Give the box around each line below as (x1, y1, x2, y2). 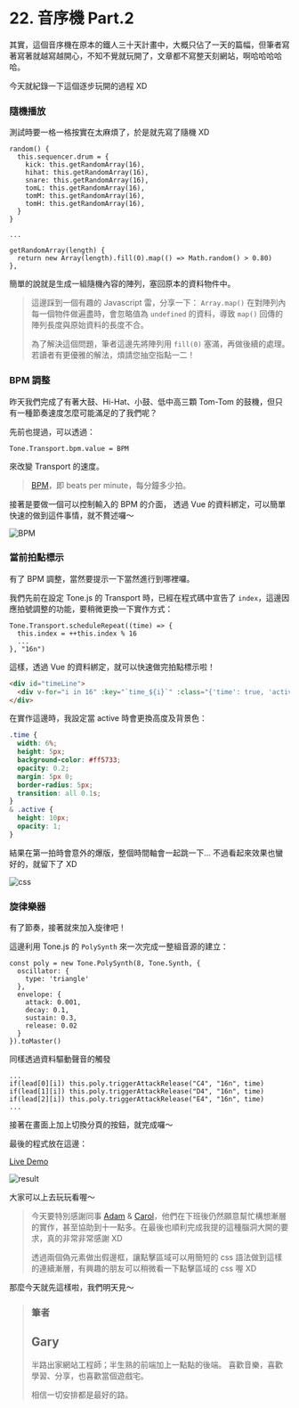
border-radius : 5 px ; (17, 781, 93, 790)
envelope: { (17, 990, 62, 999)
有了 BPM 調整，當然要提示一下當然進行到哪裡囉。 (9, 573, 195, 584)
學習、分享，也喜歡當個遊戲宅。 (30, 1370, 149, 1381)
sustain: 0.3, (25, 1013, 77, 1023)
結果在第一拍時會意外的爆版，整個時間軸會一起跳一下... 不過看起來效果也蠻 (9, 847, 284, 858)
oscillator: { (17, 967, 69, 976)
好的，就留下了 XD (9, 858, 77, 869)
